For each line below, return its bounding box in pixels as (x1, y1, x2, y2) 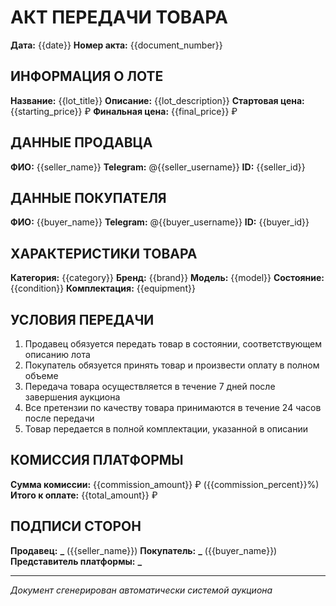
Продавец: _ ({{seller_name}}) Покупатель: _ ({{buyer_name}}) (10, 544, 278, 556)
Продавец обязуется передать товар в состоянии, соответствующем (24, 338, 323, 350)
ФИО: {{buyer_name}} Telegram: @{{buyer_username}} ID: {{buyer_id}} (10, 216, 310, 228)
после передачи (24, 412, 95, 424)
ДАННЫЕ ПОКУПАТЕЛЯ (10, 189, 167, 206)
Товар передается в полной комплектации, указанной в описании (24, 423, 308, 435)
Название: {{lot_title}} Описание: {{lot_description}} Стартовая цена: (10, 94, 305, 106)
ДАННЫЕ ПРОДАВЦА (10, 134, 153, 151)
